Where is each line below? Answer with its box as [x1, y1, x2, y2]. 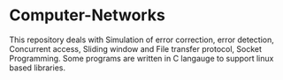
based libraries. [9, 62, 66, 73]
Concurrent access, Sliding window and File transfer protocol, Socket [9, 43, 263, 54]
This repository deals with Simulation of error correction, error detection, [9, 34, 274, 45]
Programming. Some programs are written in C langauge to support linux [9, 53, 274, 63]
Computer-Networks [9, 5, 165, 25]
